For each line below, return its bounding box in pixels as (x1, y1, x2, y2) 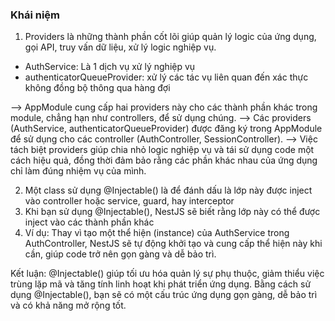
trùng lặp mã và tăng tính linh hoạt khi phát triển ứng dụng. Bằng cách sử (10, 278, 312, 290)
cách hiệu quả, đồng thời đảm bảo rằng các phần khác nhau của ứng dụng (10, 154, 318, 167)
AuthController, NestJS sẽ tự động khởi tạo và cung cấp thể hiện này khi (24, 238, 323, 250)
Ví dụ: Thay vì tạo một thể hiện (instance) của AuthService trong (24, 227, 290, 239)
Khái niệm (10, 8, 61, 22)
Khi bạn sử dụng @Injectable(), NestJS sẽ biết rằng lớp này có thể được (24, 206, 321, 218)
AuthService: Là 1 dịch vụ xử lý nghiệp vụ (24, 61, 196, 73)
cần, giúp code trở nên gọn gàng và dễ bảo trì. (24, 248, 217, 260)
